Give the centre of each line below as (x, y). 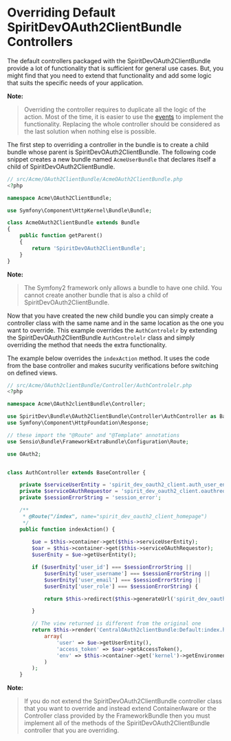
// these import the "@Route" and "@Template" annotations (93, 435)
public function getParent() (61, 236)
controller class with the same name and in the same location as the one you (115, 323)
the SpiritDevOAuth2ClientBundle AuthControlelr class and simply (101, 338)
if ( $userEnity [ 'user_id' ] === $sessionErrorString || (112, 567)
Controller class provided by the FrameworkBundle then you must (117, 716)
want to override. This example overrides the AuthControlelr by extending (112, 330)
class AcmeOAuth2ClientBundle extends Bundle (73, 223)
